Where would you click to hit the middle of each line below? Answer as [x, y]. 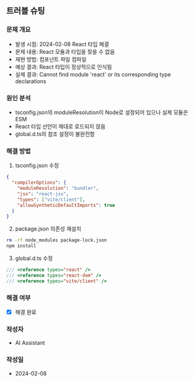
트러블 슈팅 [26, 11]
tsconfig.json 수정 [37, 166]
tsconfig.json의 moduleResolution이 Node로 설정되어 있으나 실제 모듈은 [102, 112]
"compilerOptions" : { [39, 183]
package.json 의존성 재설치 [48, 229]
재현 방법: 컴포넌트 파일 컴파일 [51, 59]
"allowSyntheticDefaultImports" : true [66, 205]
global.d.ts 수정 [34, 258]
